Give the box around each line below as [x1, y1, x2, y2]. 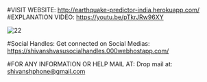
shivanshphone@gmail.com [7, 68, 86, 75]
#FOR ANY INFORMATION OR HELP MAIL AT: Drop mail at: [7, 60, 173, 68]
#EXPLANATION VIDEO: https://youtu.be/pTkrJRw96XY [7, 13, 164, 21]
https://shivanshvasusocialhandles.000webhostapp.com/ [7, 47, 169, 55]
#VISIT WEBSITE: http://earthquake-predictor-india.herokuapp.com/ [7, 6, 200, 14]
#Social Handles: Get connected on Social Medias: [7, 40, 150, 47]
